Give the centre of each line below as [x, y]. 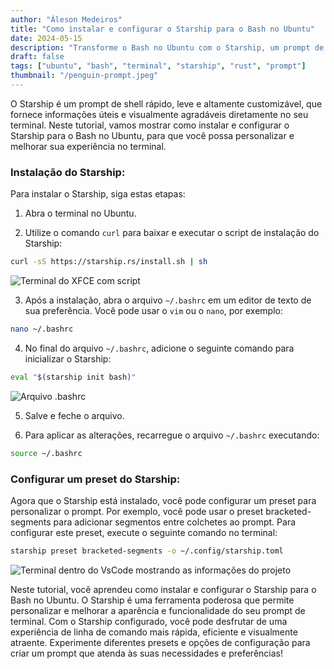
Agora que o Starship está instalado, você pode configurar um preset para [163, 500]
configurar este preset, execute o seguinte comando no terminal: [144, 532]
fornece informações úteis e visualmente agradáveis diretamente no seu [159, 114]
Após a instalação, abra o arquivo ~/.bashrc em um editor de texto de [168, 300]
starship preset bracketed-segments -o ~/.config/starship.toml [147, 551]
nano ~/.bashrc [42, 329]
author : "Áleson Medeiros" [66, 19]
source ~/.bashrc [46, 453]
